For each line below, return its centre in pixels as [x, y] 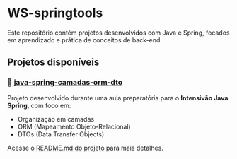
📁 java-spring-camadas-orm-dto [65, 83]
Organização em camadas [56, 119]
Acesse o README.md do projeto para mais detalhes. [86, 148]
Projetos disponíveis [53, 63]
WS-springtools [55, 13]
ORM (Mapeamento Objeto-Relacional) [74, 126]
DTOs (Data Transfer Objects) [61, 134]
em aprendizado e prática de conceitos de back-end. [85, 40]
